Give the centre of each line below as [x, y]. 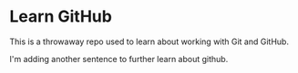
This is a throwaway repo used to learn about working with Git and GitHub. [149, 41]
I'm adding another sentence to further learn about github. [119, 59]
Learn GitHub [61, 17]
